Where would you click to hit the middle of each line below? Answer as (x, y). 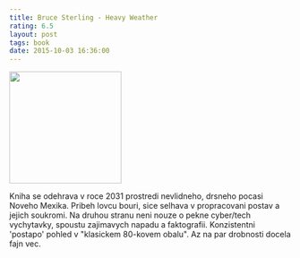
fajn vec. (26, 244)
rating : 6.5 (31, 26)
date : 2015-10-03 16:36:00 (60, 51)
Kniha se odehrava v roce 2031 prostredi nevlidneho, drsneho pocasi (137, 196)
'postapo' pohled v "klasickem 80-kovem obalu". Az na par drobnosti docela (150, 235)
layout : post (34, 34)
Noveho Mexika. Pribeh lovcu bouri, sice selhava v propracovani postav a (145, 206)
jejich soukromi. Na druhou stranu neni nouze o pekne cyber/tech (130, 215)
